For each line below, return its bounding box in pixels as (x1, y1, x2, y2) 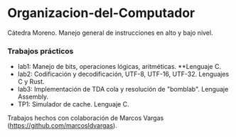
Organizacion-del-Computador (7, 5, 195, 21)
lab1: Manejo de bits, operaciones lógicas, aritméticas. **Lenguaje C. (17, 62, 222, 71)
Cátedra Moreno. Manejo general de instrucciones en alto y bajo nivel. (7, 28, 213, 37)
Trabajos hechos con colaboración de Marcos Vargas (7, 114, 164, 122)
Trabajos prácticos (7, 46, 74, 56)
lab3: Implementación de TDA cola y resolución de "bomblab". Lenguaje (17, 85, 229, 94)
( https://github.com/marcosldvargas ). (7, 121, 117, 130)
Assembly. (17, 92, 48, 101)
